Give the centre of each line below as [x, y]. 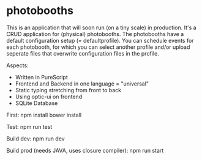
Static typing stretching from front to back [68, 90]
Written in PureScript [42, 77]
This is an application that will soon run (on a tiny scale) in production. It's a [102, 27]
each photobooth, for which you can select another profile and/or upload [98, 47]
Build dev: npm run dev [36, 139]
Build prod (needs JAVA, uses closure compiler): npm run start [85, 150]
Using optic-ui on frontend [49, 96]
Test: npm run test [29, 126]
